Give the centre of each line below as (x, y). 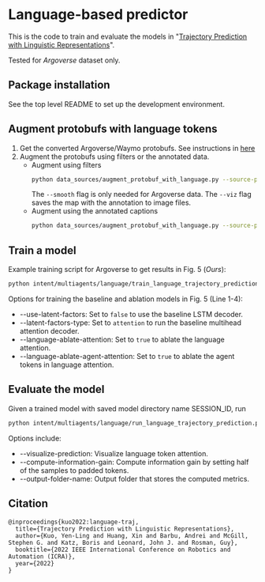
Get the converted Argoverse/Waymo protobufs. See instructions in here (137, 148)
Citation (28, 504)
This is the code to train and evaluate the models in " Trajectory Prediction (128, 36)
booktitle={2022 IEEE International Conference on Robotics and (123, 550)
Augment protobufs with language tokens (113, 129)
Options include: (35, 438)
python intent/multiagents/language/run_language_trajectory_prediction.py (135, 423)
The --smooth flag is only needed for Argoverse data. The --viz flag (142, 195)
